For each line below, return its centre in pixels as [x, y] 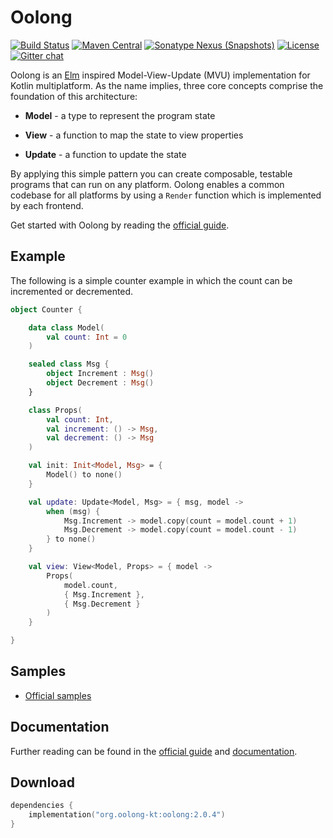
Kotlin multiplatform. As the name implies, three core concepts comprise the [167, 85]
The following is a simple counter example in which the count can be [151, 280]
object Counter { [46, 309]
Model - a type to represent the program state [120, 115]
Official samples [58, 695]
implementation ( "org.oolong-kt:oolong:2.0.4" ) [127, 815]
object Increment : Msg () [100, 374]
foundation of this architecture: [74, 96]
